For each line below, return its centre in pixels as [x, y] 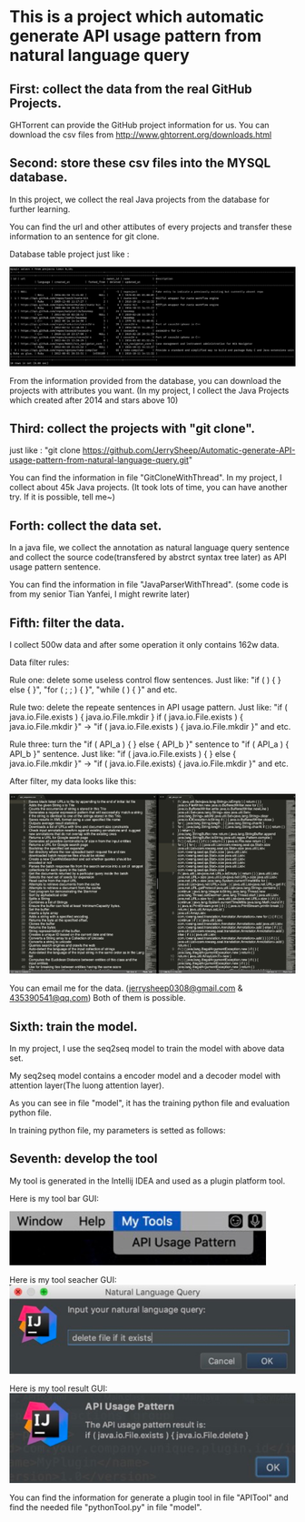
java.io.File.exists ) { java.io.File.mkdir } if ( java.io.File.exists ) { [126, 717]
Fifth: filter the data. [67, 623]
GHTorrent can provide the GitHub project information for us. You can [139, 125]
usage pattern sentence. [55, 567]
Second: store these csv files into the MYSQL [140, 163]
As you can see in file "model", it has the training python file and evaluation [150, 1104]
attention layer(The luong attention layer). [87, 1085]
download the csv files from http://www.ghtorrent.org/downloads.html [141, 135]
